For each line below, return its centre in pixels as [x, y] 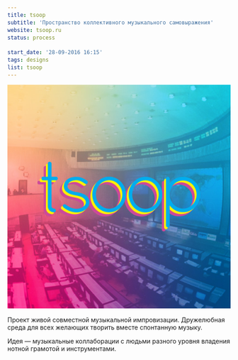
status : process [31, 38]
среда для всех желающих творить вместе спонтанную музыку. [105, 327]
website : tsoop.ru [34, 30]
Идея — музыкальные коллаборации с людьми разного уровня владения [119, 341]
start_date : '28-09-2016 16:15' [55, 53]
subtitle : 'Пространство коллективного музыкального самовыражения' [110, 22]
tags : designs [28, 60]
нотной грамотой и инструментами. [62, 349]
